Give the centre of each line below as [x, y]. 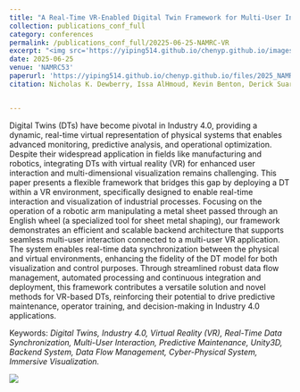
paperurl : [28, 76]
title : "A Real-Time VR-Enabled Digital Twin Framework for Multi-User [145, 17]
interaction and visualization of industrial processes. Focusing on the [136, 201]
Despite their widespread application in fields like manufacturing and [135, 154]
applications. [33, 315]
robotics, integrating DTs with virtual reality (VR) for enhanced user [133, 163]
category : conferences [51, 34]
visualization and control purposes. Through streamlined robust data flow [144, 268]
